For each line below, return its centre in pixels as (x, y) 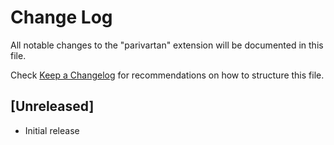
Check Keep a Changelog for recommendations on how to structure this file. (167, 75)
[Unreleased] (52, 106)
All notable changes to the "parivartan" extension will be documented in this (167, 45)
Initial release (52, 130)
